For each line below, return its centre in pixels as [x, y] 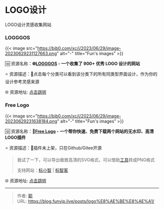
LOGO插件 [15, 137]
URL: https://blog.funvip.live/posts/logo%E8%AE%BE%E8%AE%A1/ [86, 201]
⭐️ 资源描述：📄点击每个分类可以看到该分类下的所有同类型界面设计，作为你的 [81, 74]
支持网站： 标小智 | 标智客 [42, 170]
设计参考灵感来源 [22, 82]
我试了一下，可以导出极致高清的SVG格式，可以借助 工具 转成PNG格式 [86, 159]
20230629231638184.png [31, 121]
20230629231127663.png [31, 53]
